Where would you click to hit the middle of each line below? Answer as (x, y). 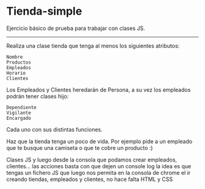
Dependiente (21, 107)
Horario (16, 73)
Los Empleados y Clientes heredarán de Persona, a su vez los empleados (99, 89)
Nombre (15, 57)
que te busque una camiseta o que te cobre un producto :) (80, 147)
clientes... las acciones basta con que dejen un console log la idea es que (99, 166)
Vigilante (19, 113)
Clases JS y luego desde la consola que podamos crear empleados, (92, 160)
